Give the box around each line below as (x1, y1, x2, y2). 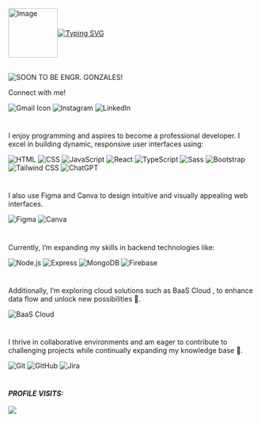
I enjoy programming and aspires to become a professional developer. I (8, 131, 240, 141)
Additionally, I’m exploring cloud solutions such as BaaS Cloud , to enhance (8, 285, 253, 295)
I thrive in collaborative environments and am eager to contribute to (8, 336, 228, 347)
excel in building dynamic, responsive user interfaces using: (8, 139, 204, 149)
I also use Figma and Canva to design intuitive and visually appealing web (8, 191, 248, 200)
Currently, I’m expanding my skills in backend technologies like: (8, 242, 215, 252)
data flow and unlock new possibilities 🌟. (8, 294, 141, 303)
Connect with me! (8, 88, 66, 97)
